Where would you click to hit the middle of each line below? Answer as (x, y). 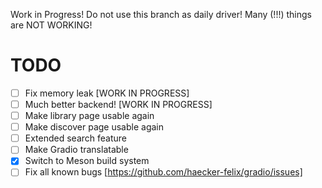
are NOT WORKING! (51, 25)
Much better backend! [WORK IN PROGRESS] (118, 104)
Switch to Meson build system (87, 161)
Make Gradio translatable (76, 150)
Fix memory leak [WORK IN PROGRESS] (107, 93)
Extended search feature (76, 138)
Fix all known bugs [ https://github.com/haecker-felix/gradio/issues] (163, 172)
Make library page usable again (89, 116)
